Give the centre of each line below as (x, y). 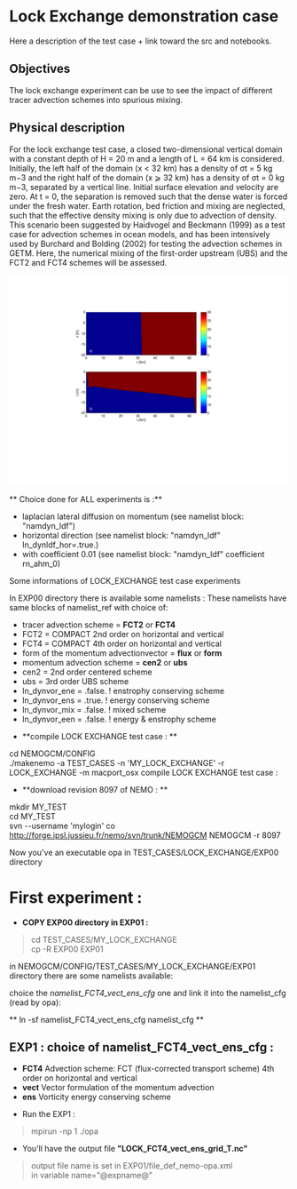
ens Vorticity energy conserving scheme (96, 1097)
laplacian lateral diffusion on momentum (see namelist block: (133, 516)
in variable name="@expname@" (92, 1176)
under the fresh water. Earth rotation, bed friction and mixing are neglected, (147, 205)
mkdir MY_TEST (38, 807)
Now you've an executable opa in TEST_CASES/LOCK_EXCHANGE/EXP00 (144, 852)
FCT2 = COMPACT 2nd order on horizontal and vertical (123, 634)
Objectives (40, 69)
